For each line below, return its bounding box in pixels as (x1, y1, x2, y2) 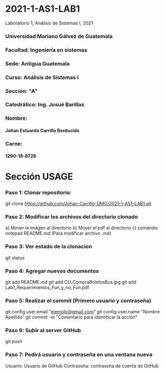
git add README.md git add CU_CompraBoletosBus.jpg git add (5, 279, 137, 285)
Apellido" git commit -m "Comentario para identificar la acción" (5, 314, 138, 320)
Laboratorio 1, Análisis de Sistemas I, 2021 (5, 20, 93, 26)
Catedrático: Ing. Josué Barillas (5, 101, 85, 108)
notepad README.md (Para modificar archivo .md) (5, 230, 112, 236)
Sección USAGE (5, 170, 73, 182)
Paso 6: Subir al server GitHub (5, 327, 81, 334)
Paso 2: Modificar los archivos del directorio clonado (5, 213, 138, 220)
